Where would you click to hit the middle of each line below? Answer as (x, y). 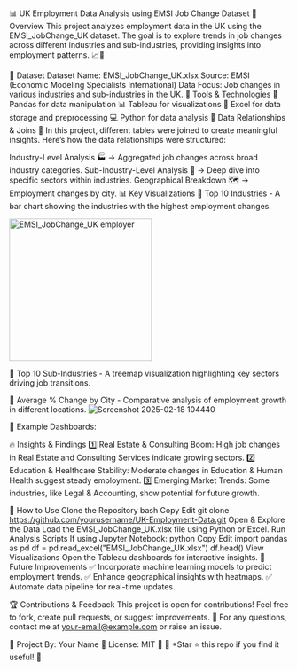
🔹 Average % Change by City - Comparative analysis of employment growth (148, 400)
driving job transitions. (50, 383)
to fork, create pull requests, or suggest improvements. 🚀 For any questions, (148, 617)
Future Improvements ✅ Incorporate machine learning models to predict (141, 567)
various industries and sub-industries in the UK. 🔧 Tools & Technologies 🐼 (144, 94)
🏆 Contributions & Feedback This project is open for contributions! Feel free (149, 605)
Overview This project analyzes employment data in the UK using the (135, 26)
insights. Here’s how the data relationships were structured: (117, 140)
